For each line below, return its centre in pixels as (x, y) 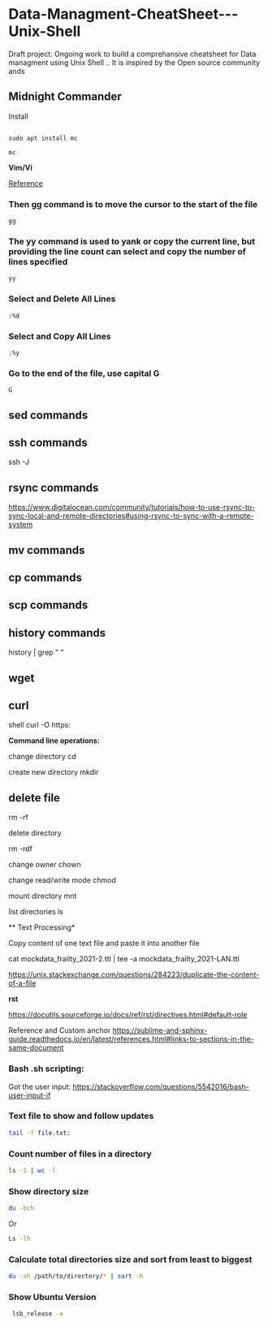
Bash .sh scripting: (46, 1069)
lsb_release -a (37, 1314)
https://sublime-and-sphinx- (160, 1030)
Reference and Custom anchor (60, 1030)
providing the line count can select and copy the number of (127, 251)
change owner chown (45, 865)
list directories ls (36, 912)
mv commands (47, 550)
